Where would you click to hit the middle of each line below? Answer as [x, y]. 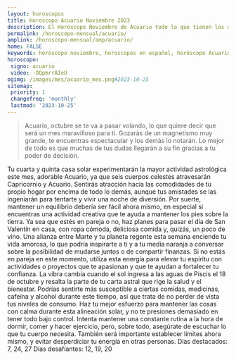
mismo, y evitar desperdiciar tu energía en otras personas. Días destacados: [118, 341]
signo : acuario [32, 66]
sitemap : [20, 86]
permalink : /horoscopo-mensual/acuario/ [67, 33]
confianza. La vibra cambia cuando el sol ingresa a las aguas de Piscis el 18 [117, 274]
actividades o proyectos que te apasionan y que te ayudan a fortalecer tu [113, 266]
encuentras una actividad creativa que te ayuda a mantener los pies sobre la [118, 214]
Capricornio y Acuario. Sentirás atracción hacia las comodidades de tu [110, 184]
